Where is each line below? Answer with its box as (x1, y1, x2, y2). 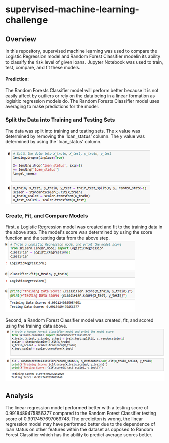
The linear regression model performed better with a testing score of (5, 405, 148, 411)
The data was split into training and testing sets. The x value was (5, 128, 141, 134)
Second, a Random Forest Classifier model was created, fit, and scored (5, 317, 154, 323)
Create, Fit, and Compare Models (5, 212, 88, 219)
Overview (5, 35, 37, 43)
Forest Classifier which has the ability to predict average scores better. (5, 432, 153, 438)
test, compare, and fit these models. (5, 65, 81, 70)
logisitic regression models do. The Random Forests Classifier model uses (5, 98, 159, 104)
